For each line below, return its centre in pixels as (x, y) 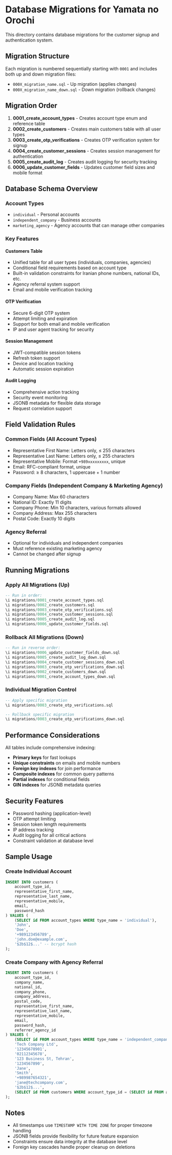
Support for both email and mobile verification (61, 324)
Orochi (20, 20)
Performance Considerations (52, 735)
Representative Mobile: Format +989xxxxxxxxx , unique (69, 461)
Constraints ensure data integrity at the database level (70, 1142)
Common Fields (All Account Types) (51, 439)
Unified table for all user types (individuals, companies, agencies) (82, 263)
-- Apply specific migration (36, 700)
